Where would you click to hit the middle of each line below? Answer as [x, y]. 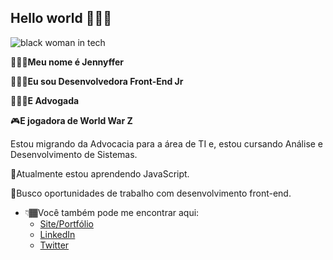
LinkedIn [57, 234]
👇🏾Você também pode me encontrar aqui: [112, 212]
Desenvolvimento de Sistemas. [74, 154]
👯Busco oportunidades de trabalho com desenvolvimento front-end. [151, 193]
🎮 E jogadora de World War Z [71, 120]
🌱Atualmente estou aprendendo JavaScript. [100, 173]
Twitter [54, 245]
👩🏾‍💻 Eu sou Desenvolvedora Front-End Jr [97, 81]
